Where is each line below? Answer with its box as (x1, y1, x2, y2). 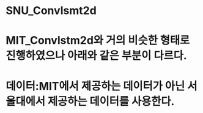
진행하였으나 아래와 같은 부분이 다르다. (6, 49, 187, 63)
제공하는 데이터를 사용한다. (47, 94, 175, 108)
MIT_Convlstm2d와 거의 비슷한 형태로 (6, 34, 190, 48)
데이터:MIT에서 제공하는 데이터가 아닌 (6, 79, 185, 93)
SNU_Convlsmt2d (6, 4, 97, 18)
